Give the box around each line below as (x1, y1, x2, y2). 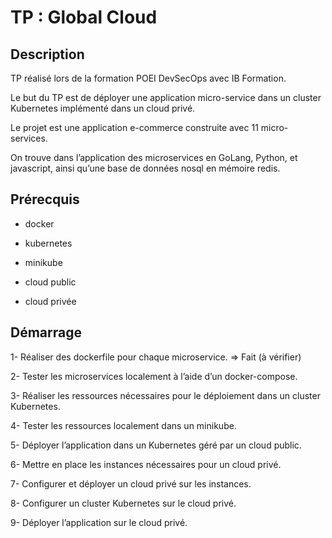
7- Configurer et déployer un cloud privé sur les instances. (10, 477, 252, 490)
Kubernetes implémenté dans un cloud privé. (10, 102, 196, 114)
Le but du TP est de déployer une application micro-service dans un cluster (10, 92, 322, 103)
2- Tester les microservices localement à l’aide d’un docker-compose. (10, 370, 298, 382)
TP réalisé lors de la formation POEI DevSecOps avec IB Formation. (10, 72, 287, 84)
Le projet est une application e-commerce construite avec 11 (10, 122, 259, 133)
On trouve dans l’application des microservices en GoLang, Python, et (10, 152, 298, 163)
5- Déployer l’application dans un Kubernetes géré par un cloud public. (10, 439, 302, 451)
